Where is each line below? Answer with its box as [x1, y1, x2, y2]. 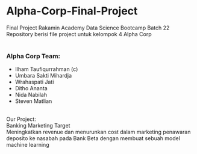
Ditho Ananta [14, 85, 48, 92]
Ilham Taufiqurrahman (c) [14, 66, 78, 73]
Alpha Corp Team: [6, 52, 61, 60]
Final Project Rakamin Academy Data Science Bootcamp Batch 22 [6, 24, 170, 31]
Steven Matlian [14, 97, 52, 105]
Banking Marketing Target [6, 122, 70, 129]
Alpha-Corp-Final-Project [6, 4, 138, 18]
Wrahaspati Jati [14, 78, 54, 85]
